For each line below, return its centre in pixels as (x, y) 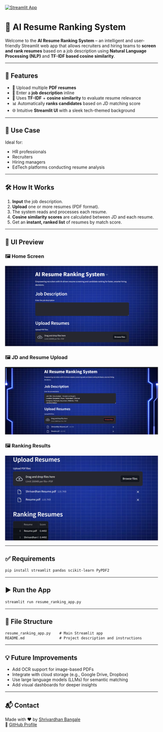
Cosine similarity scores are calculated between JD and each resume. (83, 217)
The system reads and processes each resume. (60, 212)
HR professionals (29, 152)
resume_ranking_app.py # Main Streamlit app (54, 633)
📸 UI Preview (24, 242)
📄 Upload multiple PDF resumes (44, 87)
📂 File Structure (29, 621)
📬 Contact (22, 705)
